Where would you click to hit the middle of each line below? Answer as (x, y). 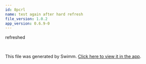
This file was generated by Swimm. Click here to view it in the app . (73, 57)
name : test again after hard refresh (44, 14)
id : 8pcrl (15, 10)
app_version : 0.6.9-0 (28, 23)
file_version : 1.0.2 (27, 19)
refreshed (15, 37)
